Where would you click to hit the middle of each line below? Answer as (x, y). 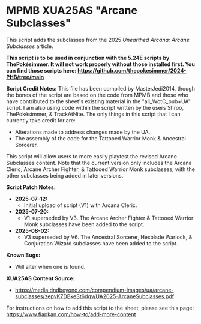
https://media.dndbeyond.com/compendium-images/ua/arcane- (94, 290)
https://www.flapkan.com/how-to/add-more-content (71, 314)
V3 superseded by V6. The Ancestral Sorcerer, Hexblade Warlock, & (108, 237)
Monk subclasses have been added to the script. (84, 224)
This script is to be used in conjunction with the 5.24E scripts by (88, 58)
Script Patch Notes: (31, 187)
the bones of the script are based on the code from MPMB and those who (97, 95)
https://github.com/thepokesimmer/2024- (132, 70)
